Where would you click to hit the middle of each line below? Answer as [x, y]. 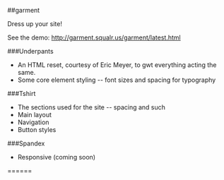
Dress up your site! [35, 24]
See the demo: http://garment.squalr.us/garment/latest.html [94, 37]
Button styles [37, 130]
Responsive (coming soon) [57, 157]
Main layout [34, 115]
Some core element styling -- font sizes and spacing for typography [117, 80]
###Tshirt [22, 94]
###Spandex [26, 143]
